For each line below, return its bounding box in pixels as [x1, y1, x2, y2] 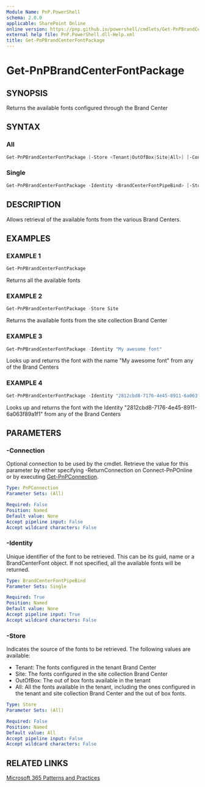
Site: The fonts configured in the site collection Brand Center [15, 670, 168, 678]
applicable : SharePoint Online [6, 20, 86, 26]
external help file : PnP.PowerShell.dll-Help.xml [6, 32, 135, 38]
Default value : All [6, 730, 56, 736]
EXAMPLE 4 [6, 379, 43, 387]
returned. [6, 566, 30, 573]
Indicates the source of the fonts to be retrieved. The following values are [6, 646, 191, 653]
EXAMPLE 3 [6, 332, 43, 341]
